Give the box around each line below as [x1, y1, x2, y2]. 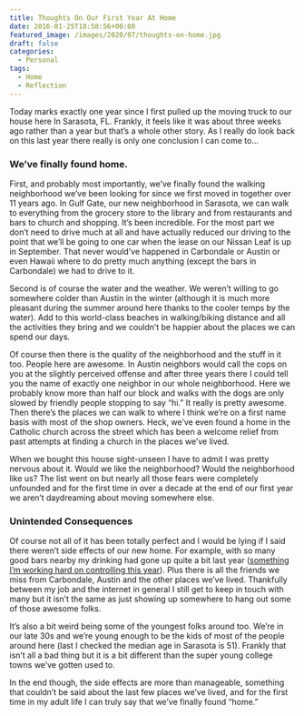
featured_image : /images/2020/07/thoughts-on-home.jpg [9, 30, 221, 39]
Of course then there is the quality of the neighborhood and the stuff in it [9, 348, 281, 359]
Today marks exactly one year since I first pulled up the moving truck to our [9, 106, 292, 116]
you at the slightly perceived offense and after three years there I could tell [9, 368, 289, 378]
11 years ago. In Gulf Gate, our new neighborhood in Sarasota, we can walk [9, 197, 289, 208]
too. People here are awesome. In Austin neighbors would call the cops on [9, 358, 288, 369]
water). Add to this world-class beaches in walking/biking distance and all [9, 311, 286, 323]
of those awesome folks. [9, 603, 102, 614]
